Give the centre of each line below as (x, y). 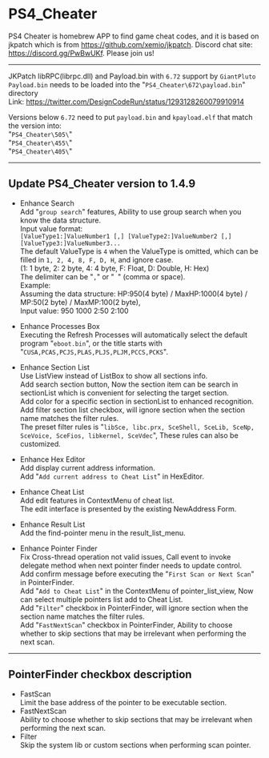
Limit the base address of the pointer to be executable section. (123, 702)
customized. (40, 443)
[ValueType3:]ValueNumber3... (70, 243)
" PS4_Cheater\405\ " (40, 151)
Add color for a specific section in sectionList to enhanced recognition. (137, 401)
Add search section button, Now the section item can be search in (129, 384)
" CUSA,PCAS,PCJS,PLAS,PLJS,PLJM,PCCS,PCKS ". (94, 351)
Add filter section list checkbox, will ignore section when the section (132, 410)
